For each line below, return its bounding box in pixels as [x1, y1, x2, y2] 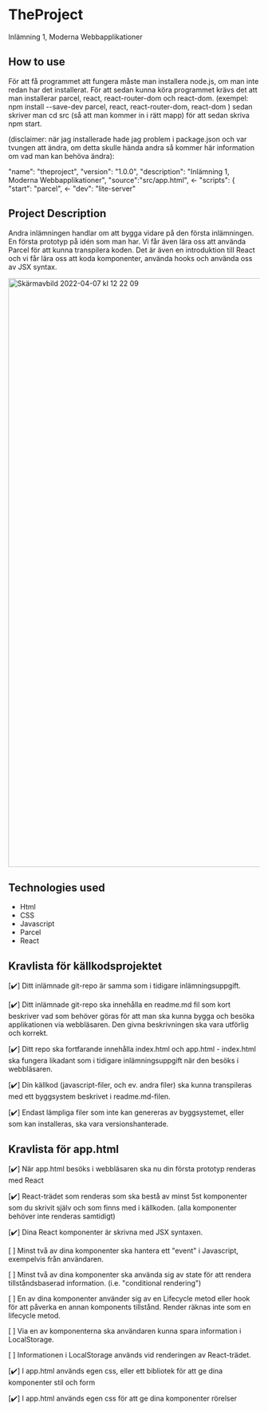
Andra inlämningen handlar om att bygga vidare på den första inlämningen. [8, 228, 254, 237]
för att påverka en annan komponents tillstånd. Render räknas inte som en [8, 1302, 251, 1311]
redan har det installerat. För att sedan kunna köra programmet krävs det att [8, 85, 258, 94]
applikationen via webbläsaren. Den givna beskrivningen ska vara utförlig [8, 1020, 249, 1029]
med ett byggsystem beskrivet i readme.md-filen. [8, 1092, 171, 1101]
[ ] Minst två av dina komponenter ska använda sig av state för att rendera [8, 1270, 251, 1279]
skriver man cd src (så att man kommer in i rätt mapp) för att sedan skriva [8, 110, 250, 120]
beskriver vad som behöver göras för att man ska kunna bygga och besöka [8, 1012, 255, 1021]
